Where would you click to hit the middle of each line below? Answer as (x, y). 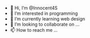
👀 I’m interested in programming (44, 13)
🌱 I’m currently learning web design (48, 19)
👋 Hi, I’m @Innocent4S (34, 8)
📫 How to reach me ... (34, 30)
